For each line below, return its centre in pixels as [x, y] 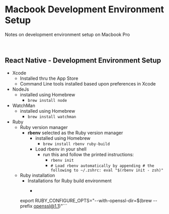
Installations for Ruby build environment [70, 181]
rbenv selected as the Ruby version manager [75, 133]
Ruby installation [37, 175]
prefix [26, 206]
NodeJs [21, 89]
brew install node [47, 100]
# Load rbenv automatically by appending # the [102, 166]
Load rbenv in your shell [61, 149]
